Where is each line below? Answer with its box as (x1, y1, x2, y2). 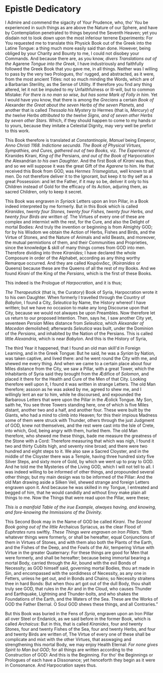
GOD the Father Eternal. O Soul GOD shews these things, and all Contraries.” (5, 601, 158, 607)
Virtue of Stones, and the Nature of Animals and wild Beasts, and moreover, (5, 234, 156, 240)
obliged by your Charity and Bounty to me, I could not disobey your (5, 50, 139, 56)
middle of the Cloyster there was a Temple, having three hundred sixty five (5, 453, 154, 459)
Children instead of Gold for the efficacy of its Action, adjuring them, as (5, 184, 148, 189)
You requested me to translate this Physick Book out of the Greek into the (5, 40, 152, 46)
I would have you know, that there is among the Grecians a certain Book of (5, 97, 154, 102)
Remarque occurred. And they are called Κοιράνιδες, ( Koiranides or (5, 260, 141, 266)
